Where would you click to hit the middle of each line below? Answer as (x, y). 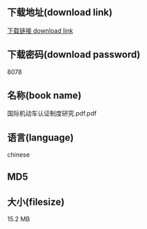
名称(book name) (44, 96)
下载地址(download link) (60, 13)
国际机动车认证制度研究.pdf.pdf (52, 113)
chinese (18, 155)
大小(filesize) (36, 202)
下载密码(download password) (74, 55)
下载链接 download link (40, 31)
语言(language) (41, 137)
